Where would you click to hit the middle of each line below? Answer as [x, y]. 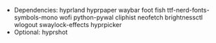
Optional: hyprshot [41, 32]
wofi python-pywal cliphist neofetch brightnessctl [131, 17]
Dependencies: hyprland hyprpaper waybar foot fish [90, 10]
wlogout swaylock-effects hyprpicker [68, 25]
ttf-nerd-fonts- [188, 10]
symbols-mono [36, 17]
